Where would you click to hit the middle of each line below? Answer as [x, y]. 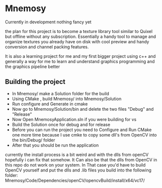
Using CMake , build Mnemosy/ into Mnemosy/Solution [67, 99]
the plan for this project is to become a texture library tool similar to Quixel [79, 31]
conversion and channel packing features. [47, 47]
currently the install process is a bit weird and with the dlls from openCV [77, 154]
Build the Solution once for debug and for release [61, 124]
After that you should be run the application [55, 145]
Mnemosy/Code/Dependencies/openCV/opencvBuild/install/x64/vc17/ [75, 180]
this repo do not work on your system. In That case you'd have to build [75, 165]
